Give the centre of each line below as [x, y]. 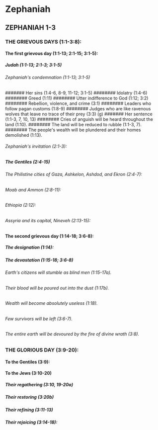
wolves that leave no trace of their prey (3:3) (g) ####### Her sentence [79, 114]
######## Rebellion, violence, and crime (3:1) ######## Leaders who [78, 103]
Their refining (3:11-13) [29, 410]
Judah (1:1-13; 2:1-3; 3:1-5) [34, 65]
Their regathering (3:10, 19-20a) [39, 384]
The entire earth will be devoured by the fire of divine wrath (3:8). [72, 334]
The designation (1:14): [29, 248]
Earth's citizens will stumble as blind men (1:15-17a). [58, 272]
